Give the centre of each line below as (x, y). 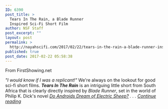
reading (13, 101)
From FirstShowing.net (28, 70)
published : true (22, 51)
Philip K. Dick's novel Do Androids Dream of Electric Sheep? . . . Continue (81, 96)
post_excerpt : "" (23, 33)
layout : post (19, 38)
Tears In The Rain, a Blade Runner (47, 19)
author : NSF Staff (24, 28)
